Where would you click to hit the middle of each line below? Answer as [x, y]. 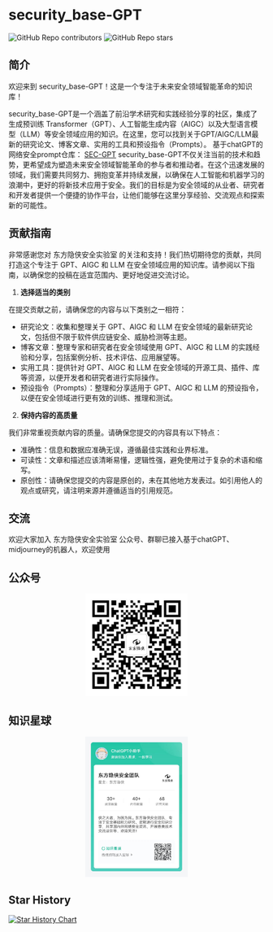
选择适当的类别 [45, 292]
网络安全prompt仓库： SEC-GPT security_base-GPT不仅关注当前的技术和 [131, 154]
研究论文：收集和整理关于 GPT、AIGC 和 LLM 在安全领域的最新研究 [133, 326]
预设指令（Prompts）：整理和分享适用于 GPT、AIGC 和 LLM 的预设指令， [141, 387]
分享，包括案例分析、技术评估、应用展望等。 [109, 357]
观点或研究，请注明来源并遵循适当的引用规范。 [98, 490]
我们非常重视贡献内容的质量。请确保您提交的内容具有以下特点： [115, 432]
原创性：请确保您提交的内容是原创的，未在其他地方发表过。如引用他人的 [141, 480]
